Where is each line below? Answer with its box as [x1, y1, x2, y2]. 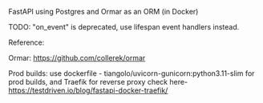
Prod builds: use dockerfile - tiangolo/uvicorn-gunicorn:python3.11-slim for [8, 69, 255, 78]
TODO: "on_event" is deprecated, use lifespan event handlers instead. [8, 22, 240, 31]
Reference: [8, 38, 45, 47]
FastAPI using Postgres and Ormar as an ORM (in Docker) [8, 7, 199, 16]
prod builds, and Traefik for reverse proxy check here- [8, 77, 188, 86]
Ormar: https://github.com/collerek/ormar [8, 53, 146, 62]
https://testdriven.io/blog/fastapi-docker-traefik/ [8, 85, 168, 95]
